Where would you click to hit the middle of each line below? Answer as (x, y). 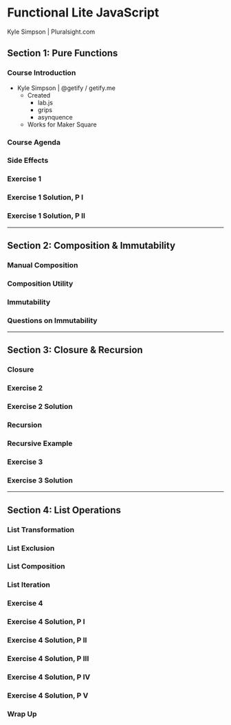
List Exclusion (31, 548)
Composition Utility (40, 283)
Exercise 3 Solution (40, 480)
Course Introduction (42, 73)
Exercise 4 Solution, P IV (49, 677)
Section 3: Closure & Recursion (75, 350)
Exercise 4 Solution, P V (48, 695)
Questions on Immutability (52, 320)
